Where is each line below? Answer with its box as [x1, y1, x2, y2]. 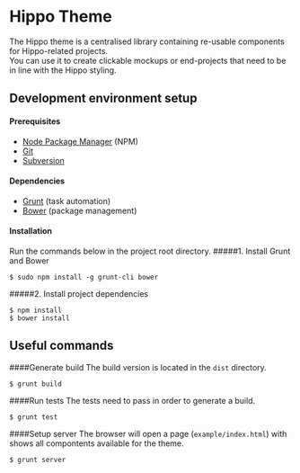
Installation [9, 226, 52, 236]
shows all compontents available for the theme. [9, 438, 184, 449]
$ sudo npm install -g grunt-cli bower [9, 272, 159, 281]
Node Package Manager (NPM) [22, 136, 139, 147]
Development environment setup [9, 91, 198, 106]
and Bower [9, 254, 49, 266]
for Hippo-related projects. [9, 45, 109, 56]
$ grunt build [9, 379, 63, 388]
